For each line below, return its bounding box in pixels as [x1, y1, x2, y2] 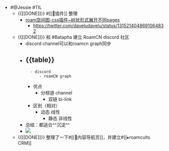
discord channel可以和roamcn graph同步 [25, 40, 111, 47]
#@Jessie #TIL [10, 5, 42, 10]
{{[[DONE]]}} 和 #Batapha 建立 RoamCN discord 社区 [17, 34, 129, 40]
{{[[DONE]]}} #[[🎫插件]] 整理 [17, 10, 78, 16]
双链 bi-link [48, 96, 72, 102]
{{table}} [25, 56, 55, 64]
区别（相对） [33, 102, 60, 109]
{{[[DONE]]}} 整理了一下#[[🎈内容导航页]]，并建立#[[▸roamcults [17, 134, 151, 140]
